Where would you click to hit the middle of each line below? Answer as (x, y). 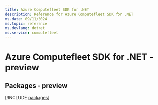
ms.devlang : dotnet (25, 28)
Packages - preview (36, 86)
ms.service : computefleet (32, 33)
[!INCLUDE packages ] (27, 97)
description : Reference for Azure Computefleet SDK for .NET (69, 14)
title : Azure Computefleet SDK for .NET (47, 10)
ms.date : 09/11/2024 (26, 19)
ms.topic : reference (26, 23)
